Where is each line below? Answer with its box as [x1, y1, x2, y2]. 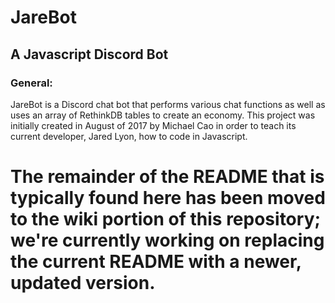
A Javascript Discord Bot [10, 46, 169, 63]
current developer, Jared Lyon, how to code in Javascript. [10, 130, 248, 142]
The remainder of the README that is [10, 166, 325, 188]
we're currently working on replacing [10, 229, 325, 252]
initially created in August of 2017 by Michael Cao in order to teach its [10, 119, 297, 131]
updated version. [10, 272, 156, 295]
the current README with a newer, [10, 251, 302, 273]
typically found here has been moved [10, 187, 326, 210]
